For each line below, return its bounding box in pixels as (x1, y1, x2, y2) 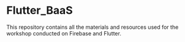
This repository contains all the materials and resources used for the (6, 23, 179, 31)
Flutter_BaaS (6, 4, 74, 17)
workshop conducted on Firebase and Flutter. (6, 29, 121, 37)
